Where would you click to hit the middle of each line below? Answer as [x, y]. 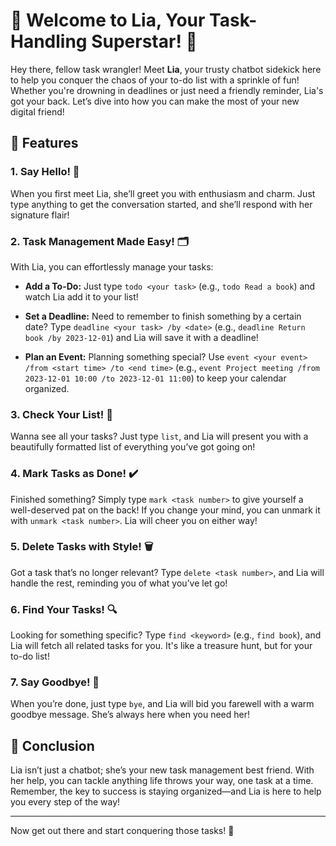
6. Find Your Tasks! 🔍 [64, 609]
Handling [49, 41]
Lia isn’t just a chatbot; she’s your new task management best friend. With [162, 770]
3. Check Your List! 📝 [61, 414]
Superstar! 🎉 [144, 41]
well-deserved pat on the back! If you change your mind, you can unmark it [165, 510]
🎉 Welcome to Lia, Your [108, 20]
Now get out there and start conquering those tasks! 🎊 [122, 831]
